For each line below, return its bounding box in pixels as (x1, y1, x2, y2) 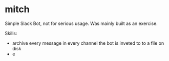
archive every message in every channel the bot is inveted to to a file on (12, 40, 164, 46)
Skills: (5, 30, 17, 36)
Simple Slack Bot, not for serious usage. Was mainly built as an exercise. (5, 20, 158, 26)
